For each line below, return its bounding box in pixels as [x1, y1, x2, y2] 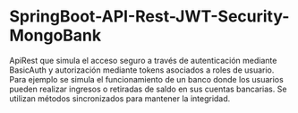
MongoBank [9, 25, 102, 46]
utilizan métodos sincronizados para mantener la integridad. [9, 92, 231, 104]
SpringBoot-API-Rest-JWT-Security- [9, 6, 290, 27]
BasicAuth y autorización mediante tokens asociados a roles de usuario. [9, 65, 275, 75]
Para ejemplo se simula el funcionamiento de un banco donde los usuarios [9, 74, 284, 84]
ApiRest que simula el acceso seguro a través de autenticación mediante [9, 55, 277, 65]
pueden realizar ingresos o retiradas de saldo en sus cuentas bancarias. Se [9, 83, 287, 94]
